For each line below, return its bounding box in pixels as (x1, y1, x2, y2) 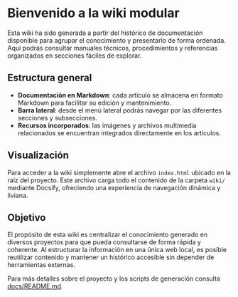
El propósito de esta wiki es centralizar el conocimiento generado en (7, 230, 208, 239)
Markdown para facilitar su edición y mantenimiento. (17, 98, 172, 107)
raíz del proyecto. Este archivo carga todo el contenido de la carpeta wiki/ (7, 176, 226, 184)
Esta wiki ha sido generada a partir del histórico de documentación (7, 28, 203, 37)
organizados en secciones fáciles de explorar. (7, 51, 142, 60)
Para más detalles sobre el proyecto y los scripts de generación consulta (7, 274, 220, 283)
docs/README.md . (7, 282, 63, 291)
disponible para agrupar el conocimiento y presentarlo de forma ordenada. (7, 36, 226, 44)
